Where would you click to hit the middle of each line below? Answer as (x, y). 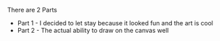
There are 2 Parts (32, 10)
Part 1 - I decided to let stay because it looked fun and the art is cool (115, 23)
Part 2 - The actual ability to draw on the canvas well (93, 30)
